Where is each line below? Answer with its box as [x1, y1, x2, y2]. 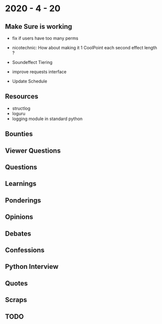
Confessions [5, 246, 45, 254]
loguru [12, 110, 25, 116]
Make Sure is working [5, 22, 72, 31]
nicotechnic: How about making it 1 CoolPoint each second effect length [12, 45, 157, 50]
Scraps [5, 296, 27, 304]
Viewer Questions [5, 146, 61, 155]
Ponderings [5, 196, 41, 204]
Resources [5, 92, 39, 101]
